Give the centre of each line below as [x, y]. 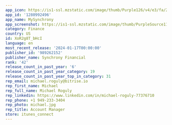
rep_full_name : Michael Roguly [39, 91]
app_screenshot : [23, 24]
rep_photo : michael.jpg [31, 105]
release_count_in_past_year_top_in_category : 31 [58, 77]
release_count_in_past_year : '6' [41, 67]
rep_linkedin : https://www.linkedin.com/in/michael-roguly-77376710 [80, 95]
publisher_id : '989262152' [34, 53]
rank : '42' [17, 62]
